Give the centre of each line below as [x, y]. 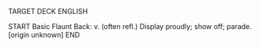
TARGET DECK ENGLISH [48, 11]
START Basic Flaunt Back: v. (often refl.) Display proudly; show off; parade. [130, 26]
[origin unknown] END [44, 35]
